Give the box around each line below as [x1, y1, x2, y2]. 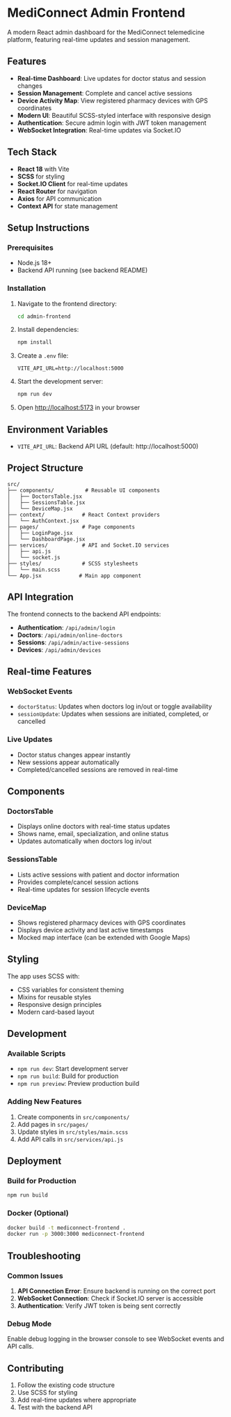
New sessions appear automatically [17, 758, 120, 766]
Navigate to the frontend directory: [17, 299, 117, 308]
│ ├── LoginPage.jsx [7, 529, 73, 536]
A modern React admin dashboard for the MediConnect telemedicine [7, 28, 205, 36]
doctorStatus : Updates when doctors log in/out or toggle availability [17, 702, 212, 711]
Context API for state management [17, 202, 118, 210]
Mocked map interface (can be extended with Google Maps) [17, 933, 191, 941]
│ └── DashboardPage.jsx [7, 536, 86, 543]
